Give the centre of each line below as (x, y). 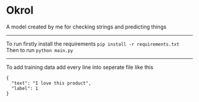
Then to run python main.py (40, 50)
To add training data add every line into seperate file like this (80, 67)
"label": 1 (25, 88)
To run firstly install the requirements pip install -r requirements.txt (93, 44)
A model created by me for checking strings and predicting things (86, 27)
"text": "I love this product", (52, 83)
